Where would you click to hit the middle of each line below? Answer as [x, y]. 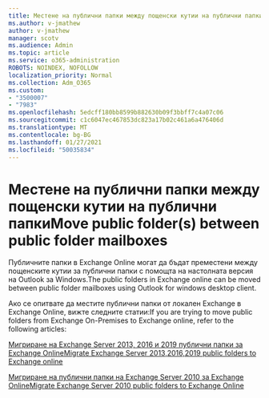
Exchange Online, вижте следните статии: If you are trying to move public [130, 312]
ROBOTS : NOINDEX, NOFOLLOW [53, 68]
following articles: [38, 329]
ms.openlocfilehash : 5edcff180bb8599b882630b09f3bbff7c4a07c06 [116, 113]
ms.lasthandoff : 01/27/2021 [55, 142]
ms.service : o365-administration [64, 61]
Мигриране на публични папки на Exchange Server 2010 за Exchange [126, 377]
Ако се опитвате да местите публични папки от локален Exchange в [125, 304]
